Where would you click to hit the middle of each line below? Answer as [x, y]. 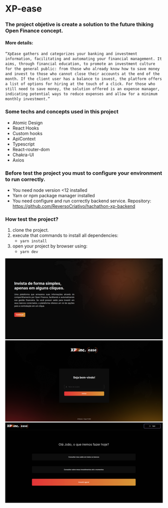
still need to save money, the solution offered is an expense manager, [82, 89]
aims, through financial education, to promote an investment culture [80, 64]
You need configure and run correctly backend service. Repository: [82, 201]
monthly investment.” [28, 99]
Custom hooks [27, 133]
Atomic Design [27, 122]
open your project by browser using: [50, 246]
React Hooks [25, 128]
